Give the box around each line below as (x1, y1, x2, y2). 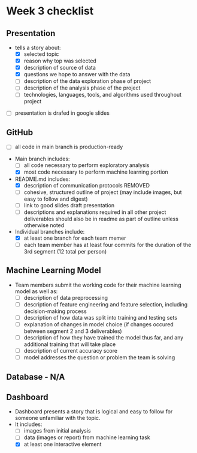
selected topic (23, 50, 59, 58)
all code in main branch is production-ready (14, 143, 123, 151)
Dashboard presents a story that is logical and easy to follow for (14, 408, 173, 415)
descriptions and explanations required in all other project (23, 208, 166, 216)
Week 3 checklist (6, 4, 94, 18)
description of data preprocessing (23, 294, 108, 301)
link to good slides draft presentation (23, 201, 115, 208)
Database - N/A (6, 371, 65, 382)
